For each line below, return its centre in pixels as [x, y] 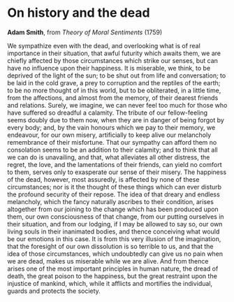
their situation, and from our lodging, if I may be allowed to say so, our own [115, 224]
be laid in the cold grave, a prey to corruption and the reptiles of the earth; [114, 82]
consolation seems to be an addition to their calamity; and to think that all [112, 150]
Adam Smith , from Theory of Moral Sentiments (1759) [85, 32]
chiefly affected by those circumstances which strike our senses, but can [113, 60]
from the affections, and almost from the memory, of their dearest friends [113, 98]
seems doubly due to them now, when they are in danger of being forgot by [116, 120]
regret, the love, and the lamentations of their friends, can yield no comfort [115, 164]
